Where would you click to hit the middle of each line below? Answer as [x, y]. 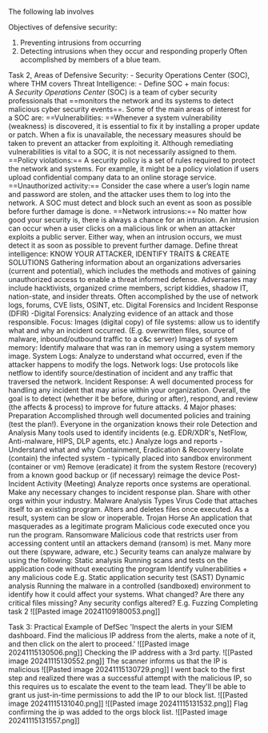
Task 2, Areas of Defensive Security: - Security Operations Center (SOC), [129, 75]
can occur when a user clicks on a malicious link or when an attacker [122, 228]
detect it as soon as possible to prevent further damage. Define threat [123, 245]
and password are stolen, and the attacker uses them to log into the [120, 194]
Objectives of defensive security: [63, 27]
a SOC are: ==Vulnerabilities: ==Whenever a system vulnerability [115, 118]
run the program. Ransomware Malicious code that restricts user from [123, 535]
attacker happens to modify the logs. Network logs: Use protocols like [123, 364]
